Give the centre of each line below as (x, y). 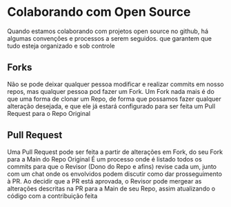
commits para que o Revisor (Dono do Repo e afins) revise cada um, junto (112, 166)
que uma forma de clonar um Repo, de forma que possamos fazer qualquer (114, 99)
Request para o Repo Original (49, 113)
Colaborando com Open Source (99, 12)
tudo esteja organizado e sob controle (61, 46)
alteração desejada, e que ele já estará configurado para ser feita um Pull (111, 106)
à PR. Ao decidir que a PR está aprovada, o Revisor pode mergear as (104, 181)
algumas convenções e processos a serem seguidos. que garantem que (110, 38)
